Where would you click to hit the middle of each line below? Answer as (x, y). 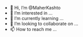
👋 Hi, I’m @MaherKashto (35, 8)
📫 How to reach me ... (33, 29)
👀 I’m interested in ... (31, 13)
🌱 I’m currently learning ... (37, 18)
